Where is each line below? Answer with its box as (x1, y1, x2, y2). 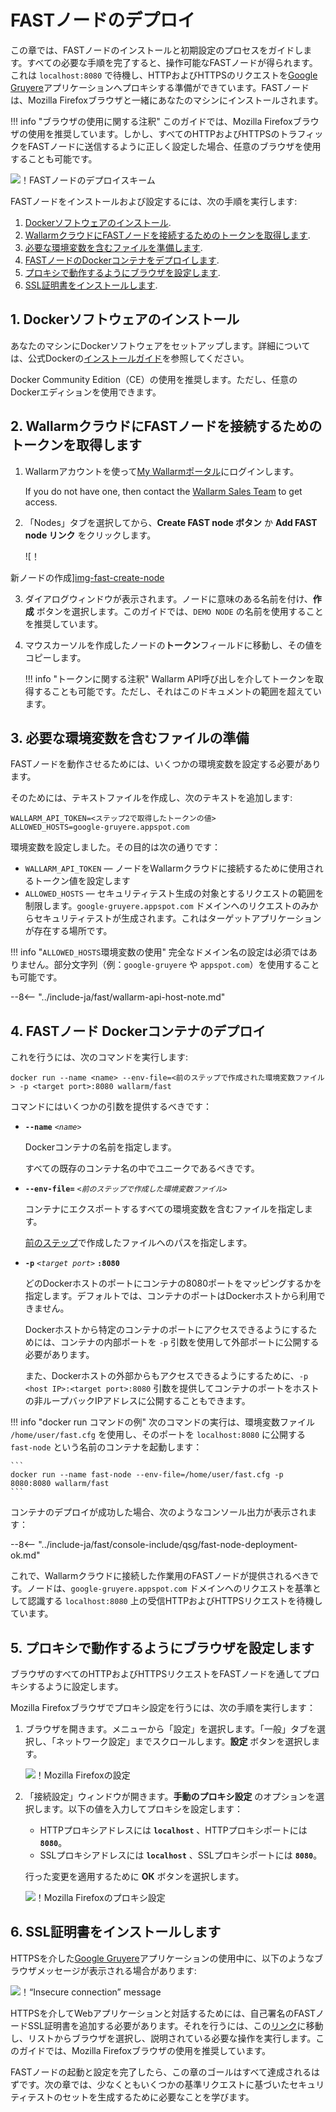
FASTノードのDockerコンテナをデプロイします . (24, 254, 220, 266)
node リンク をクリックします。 (24, 529, 157, 541)
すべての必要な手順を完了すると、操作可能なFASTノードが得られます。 (26, 56, 318, 68)
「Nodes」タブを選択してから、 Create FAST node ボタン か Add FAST (24, 516, 318, 528)
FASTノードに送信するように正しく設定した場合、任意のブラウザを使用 (27, 140, 322, 152)
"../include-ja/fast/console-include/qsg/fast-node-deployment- (38, 1539, 298, 1551)
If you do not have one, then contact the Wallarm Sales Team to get (24, 485, 303, 497)
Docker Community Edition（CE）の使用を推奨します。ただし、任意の (10, 373, 298, 385)
